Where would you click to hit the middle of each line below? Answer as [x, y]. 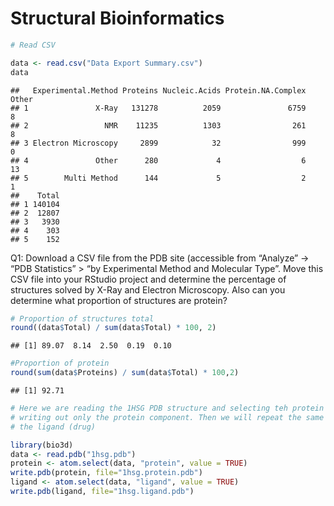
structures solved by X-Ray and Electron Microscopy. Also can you [148, 289]
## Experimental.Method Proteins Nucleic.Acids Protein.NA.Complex [158, 90]
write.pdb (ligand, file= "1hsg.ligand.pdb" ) [102, 492]
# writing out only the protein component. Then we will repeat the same [167, 417]
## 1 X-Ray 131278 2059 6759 [158, 108]
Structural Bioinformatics [117, 18]
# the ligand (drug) [53, 427]
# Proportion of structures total [82, 318]
